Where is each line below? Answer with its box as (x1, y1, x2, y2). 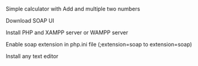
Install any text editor (5, 53, 59, 60)
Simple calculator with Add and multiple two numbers (5, 5, 141, 12)
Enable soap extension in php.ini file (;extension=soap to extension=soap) (5, 41, 193, 48)
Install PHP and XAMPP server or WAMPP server (5, 29, 128, 36)
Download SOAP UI (5, 17, 54, 24)
